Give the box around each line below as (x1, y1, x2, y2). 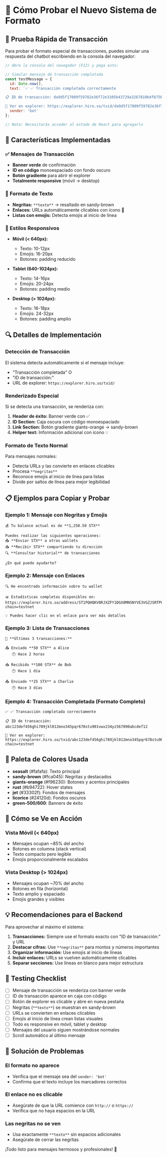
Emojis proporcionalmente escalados (12, 856, 88, 862)
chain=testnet (5, 605, 35, 610)
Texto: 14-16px (19, 276, 50, 282)
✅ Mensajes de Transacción (5, 151, 75, 158)
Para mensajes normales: (5, 453, 57, 459)
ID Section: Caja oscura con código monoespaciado (12, 419, 120, 425)
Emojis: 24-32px (19, 311, 54, 316)
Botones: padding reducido (19, 256, 76, 262)
